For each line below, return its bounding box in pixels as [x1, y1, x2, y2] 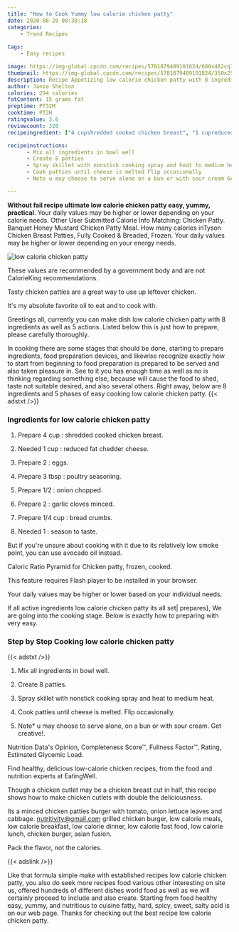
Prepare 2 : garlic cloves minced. [17, 499, 115, 509]
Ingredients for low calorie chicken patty [7, 414, 151, 424]
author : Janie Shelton [7, 83, 75, 90]
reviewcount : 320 [7, 122, 59, 129]
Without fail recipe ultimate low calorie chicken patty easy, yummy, [7, 201, 211, 209]
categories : [7, 23, 43, 31]
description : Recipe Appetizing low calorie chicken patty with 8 [7, 76, 208, 83]
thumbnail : [7, 69, 40, 77]
